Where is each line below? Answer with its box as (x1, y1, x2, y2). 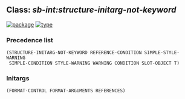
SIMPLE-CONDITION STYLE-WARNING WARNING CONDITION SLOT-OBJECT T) (8, 60, 180, 66)
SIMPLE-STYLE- (144, 49, 180, 56)
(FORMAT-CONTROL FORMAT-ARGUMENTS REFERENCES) (6, 88, 126, 94)
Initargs (6, 74, 30, 83)
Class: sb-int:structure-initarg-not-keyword (6, 5, 177, 15)
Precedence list (6, 36, 53, 44)
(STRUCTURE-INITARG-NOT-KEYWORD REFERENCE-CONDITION (6, 49, 142, 56)
